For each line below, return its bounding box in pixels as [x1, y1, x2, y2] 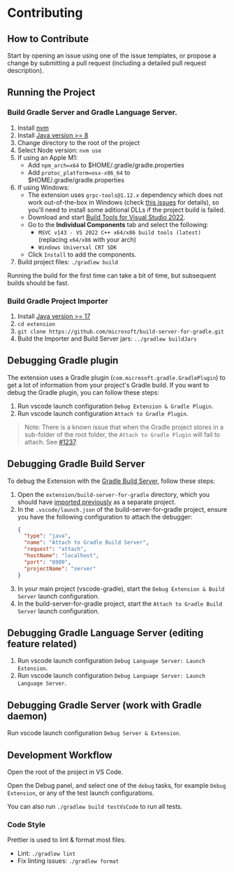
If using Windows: [17, 183, 70, 191]
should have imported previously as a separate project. [17, 498, 176, 506]
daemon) [7, 710, 47, 722]
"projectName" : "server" [24, 565, 96, 572]
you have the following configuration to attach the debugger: [17, 512, 193, 521]
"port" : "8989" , [24, 559, 71, 566]
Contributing [7, 5, 83, 21]
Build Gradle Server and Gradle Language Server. [7, 107, 177, 117]
